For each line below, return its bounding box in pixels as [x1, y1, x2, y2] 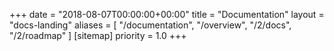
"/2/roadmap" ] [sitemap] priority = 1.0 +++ [9, 30, 187, 41]
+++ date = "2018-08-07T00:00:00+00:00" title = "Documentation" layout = [9, 9, 325, 20]
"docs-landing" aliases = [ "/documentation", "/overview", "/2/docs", [9, 19, 292, 31]
